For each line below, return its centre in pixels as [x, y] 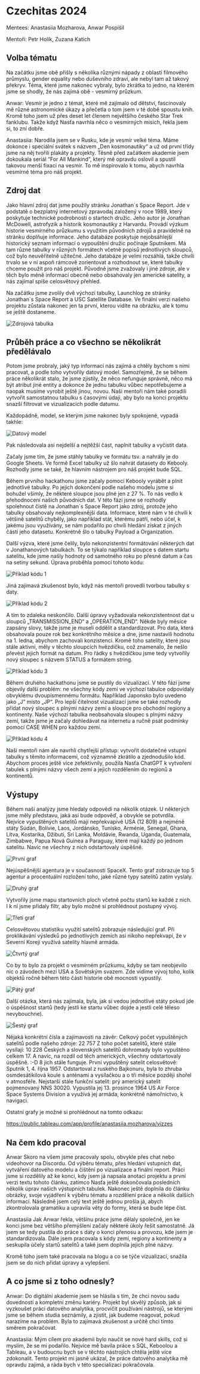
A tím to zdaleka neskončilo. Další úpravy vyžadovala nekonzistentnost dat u [100, 615]
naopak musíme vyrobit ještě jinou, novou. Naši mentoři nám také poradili [96, 391]
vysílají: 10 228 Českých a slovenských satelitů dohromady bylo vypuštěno [98, 1050]
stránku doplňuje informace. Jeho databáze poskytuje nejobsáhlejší [90, 237]
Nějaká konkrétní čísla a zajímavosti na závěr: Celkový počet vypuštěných [97, 1037]
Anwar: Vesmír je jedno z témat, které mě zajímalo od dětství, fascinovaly [96, 103]
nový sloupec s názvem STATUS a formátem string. [69, 659]
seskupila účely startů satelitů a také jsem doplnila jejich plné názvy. [90, 1245]
